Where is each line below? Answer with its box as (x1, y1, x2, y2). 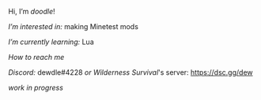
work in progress (8, 83, 63, 92)
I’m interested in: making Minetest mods (8, 22, 138, 31)
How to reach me (8, 53, 65, 61)
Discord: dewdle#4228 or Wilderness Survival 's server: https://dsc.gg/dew (8, 68, 253, 77)
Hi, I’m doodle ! (8, 7, 55, 16)
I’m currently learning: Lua (8, 37, 95, 46)
